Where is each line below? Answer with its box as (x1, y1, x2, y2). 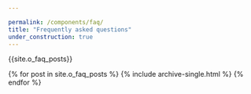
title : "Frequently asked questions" (8, 25, 132, 34)
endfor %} (8, 78, 42, 87)
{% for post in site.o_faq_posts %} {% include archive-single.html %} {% (8, 70, 244, 79)
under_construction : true (8, 33, 93, 41)
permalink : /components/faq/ (8, 18, 104, 26)
